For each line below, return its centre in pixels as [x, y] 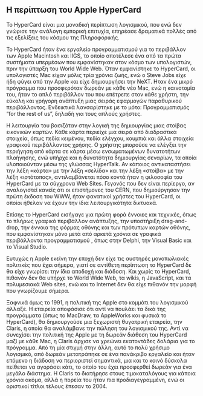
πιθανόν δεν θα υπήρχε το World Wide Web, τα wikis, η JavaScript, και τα [99, 278]
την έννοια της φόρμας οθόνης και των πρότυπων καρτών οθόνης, [106, 227]
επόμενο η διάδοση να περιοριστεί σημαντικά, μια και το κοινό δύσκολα [97, 360]
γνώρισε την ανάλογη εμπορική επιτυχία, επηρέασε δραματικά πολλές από [101, 31]
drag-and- [174, 221]
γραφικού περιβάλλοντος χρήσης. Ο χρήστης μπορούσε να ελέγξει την [97, 144]
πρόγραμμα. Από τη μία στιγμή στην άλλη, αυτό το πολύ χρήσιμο [88, 347]
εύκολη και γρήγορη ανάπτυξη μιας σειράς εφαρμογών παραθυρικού [94, 101]
